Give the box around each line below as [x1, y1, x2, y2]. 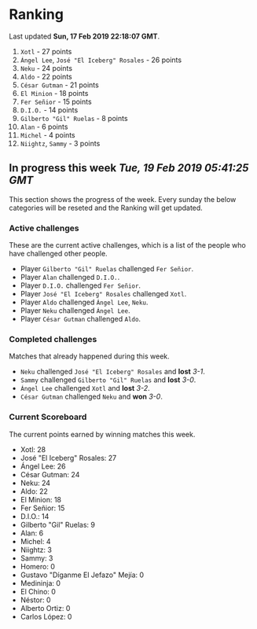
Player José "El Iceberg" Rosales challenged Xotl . [20, 289, 187, 299]
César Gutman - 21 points [20, 80, 99, 90]
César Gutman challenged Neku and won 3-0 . [20, 392, 163, 402]
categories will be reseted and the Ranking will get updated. [9, 203, 203, 212]
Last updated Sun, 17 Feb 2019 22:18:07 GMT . [9, 31, 160, 41]
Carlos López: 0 [20, 612, 72, 621]
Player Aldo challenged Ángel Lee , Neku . [20, 297, 149, 307]
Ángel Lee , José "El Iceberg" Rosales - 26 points [20, 55, 182, 64]
